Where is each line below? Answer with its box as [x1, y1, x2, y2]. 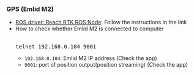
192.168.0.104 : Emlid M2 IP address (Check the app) [24, 55, 157, 62]
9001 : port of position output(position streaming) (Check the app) [24, 61, 188, 69]
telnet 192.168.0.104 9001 [15, 43, 97, 50]
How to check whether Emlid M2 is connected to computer [15, 25, 164, 32]
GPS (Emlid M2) [6, 5, 54, 13]
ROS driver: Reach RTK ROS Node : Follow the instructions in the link [15, 19, 187, 26]
